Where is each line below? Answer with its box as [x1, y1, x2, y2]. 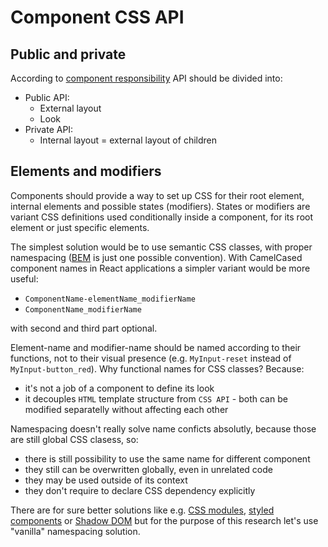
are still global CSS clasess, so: [10, 433, 139, 445]
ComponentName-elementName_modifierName [24, 294, 196, 304]
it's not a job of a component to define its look [24, 382, 215, 394]
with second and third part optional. [10, 322, 158, 334]
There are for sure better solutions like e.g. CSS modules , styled [10, 504, 275, 516]
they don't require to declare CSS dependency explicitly [24, 484, 256, 496]
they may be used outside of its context [24, 474, 188, 486]
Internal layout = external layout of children [39, 134, 217, 146]
